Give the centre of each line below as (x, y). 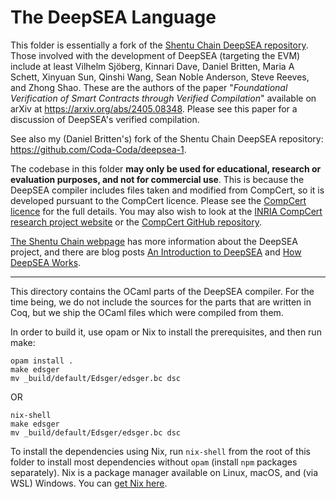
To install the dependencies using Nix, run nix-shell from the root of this (160, 451)
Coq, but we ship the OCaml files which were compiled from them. (147, 312)
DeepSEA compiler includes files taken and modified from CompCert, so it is (167, 190)
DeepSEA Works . (46, 262)
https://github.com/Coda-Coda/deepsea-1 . (98, 149)
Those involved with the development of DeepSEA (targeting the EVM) (155, 55)
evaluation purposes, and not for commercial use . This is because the (157, 179)
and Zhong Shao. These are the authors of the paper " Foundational (149, 87)
